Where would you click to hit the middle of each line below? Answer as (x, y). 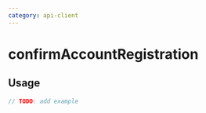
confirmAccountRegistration (103, 54)
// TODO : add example (43, 101)
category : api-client (43, 15)
